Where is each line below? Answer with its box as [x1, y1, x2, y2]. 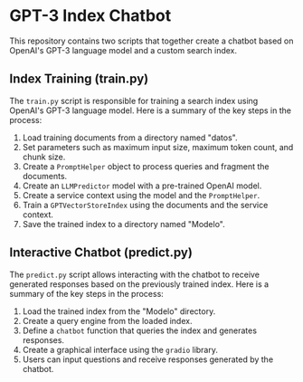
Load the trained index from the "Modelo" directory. [22, 305, 216, 317]
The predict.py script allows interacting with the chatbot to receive [9, 269, 260, 280]
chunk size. [22, 151, 66, 162]
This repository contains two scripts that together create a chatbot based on [9, 35, 294, 46]
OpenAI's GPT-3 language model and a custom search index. [9, 44, 238, 55]
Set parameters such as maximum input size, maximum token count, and [22, 141, 294, 152]
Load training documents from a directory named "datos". [22, 132, 238, 143]
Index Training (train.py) [9, 72, 149, 87]
